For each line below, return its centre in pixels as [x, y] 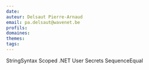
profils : [17, 28]
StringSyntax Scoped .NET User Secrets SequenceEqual [74, 60]
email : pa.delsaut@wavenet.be [43, 22]
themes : [16, 38]
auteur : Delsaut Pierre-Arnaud [44, 17]
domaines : [18, 33]
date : [13, 11]
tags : [13, 44]
